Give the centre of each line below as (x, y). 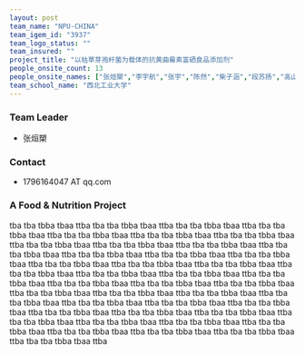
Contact (28, 162)
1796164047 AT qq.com (67, 182)
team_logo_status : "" (50, 43)
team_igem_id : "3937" (50, 34)
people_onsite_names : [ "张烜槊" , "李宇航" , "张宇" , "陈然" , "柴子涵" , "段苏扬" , (145, 77)
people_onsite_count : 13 (56, 69)
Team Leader (39, 117)
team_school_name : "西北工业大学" (70, 85)
